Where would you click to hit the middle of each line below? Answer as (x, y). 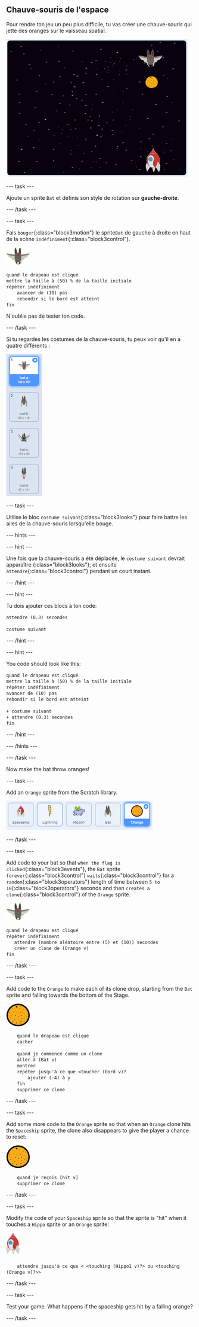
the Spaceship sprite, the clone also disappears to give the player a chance (98, 1130)
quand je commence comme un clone (60, 1054)
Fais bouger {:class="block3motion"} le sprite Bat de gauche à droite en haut (98, 232)
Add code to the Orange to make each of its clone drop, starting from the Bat (99, 988)
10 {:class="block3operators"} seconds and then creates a (78, 888)
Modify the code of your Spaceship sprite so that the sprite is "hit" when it (96, 1218)
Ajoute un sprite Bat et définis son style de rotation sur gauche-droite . (93, 197)
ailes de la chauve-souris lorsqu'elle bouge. (60, 524)
